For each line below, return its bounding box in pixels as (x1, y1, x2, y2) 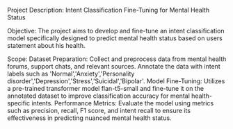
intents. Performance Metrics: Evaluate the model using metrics (31, 99, 214, 107)
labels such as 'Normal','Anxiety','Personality (7, 69, 135, 78)
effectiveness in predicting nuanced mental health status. (7, 114, 172, 122)
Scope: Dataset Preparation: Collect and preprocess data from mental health (7, 55, 227, 63)
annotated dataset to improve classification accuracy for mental (7, 92, 190, 100)
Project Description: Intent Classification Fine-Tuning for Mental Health (7, 6, 210, 14)
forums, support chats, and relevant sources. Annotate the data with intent (7, 62, 220, 70)
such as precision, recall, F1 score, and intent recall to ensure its (7, 107, 191, 114)
